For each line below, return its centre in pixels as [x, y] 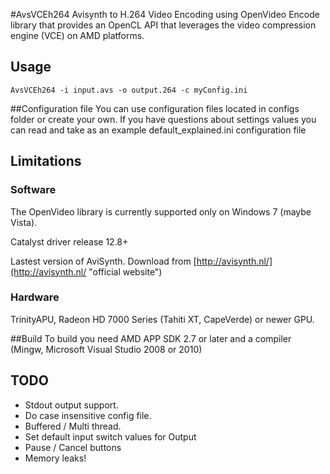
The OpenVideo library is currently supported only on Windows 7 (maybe [161, 211]
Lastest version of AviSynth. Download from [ [103, 261]
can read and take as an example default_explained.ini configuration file [158, 130]
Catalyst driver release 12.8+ [69, 241]
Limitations [46, 161]
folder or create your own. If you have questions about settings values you [163, 119]
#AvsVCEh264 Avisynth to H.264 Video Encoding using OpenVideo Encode [165, 14]
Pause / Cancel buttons [73, 447]
